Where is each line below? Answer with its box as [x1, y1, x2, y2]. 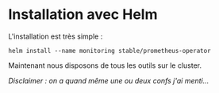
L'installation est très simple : [8, 32, 103, 41]
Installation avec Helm [8, 6, 158, 24]
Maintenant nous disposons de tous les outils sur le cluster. [8, 61, 202, 70]
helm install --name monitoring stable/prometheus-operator [8, 46, 212, 54]
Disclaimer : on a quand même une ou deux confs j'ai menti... [8, 76, 209, 85]
